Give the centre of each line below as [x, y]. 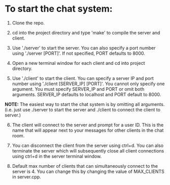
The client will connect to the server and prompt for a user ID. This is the [88, 125]
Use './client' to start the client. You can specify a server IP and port [83, 78]
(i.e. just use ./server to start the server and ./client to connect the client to [83, 109]
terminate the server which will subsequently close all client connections [88, 151]
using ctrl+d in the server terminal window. [57, 156]
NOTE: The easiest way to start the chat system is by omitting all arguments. [85, 104]
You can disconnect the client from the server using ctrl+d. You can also [88, 145]
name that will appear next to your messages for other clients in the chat [88, 130]
